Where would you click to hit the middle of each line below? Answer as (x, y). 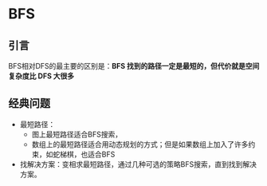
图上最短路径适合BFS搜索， (77, 134)
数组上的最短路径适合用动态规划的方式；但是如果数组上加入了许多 (140, 144)
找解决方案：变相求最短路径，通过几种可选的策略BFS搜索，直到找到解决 (138, 164)
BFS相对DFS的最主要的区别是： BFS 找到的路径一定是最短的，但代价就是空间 (134, 66)
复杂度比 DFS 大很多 (41, 76)
